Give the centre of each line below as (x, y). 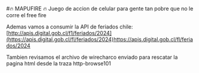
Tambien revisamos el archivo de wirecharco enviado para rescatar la (92, 57)
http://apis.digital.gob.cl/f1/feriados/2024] (60, 33)
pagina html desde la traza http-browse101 (59, 64)
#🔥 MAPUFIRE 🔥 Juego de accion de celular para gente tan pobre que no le (100, 9)
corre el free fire (26, 15)
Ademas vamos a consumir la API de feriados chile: (70, 27)
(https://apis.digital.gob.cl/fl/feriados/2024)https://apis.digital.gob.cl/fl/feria (100, 39)
